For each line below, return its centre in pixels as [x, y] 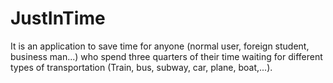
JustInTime [58, 18]
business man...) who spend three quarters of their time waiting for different [166, 56]
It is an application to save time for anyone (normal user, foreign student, [160, 46]
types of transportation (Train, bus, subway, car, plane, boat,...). [141, 67]
